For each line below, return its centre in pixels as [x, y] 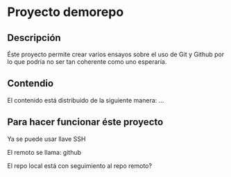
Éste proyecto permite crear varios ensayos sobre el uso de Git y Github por [115, 54]
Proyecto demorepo [66, 12]
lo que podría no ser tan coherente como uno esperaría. [87, 62]
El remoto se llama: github [44, 152]
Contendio [31, 84]
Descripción [34, 38]
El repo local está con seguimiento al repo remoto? [80, 166]
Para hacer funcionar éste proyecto [85, 122]
